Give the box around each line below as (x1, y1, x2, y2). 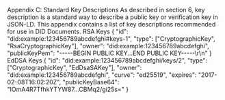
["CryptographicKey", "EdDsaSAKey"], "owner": (7, 64, 142, 71)
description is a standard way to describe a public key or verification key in (7, 13, 219, 21)
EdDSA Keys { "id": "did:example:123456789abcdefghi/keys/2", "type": (7, 56, 208, 64)
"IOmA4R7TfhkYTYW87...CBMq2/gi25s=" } (7, 85, 129, 93)
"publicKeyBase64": (62, 78, 120, 86)
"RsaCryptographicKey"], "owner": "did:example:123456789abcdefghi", (7, 42, 210, 50)
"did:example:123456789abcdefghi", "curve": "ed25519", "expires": (7, 71, 197, 79)
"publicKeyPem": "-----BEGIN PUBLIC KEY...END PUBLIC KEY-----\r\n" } (7, 49, 212, 57)
